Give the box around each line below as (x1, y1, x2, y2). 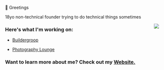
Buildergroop (12, 37, 39, 43)
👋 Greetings (5, 5, 29, 10)
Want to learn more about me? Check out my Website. (5, 59, 136, 66)
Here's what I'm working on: (5, 26, 74, 33)
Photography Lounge (12, 47, 55, 52)
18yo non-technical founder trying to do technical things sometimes (5, 14, 142, 19)
